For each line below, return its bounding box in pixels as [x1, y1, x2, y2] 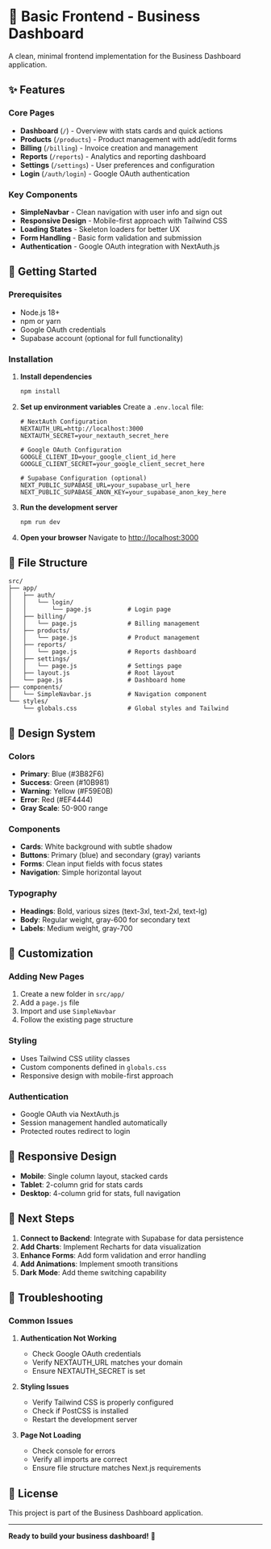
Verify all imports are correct [31, 1455, 127, 1464]
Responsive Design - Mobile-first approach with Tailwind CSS [19, 216, 228, 225]
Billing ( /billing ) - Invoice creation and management [19, 143, 198, 153]
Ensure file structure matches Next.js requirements [31, 1463, 202, 1473]
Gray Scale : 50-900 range [19, 804, 109, 813]
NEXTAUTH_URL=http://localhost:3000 [19, 424, 144, 433]
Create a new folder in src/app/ [19, 989, 125, 999]
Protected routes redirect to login [19, 1127, 131, 1136]
